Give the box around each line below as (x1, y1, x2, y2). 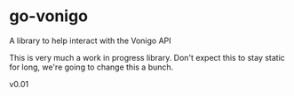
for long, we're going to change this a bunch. (9, 62, 174, 72)
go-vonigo (9, 6, 89, 26)
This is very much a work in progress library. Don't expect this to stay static (9, 52, 286, 63)
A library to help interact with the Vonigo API (9, 35, 171, 46)
